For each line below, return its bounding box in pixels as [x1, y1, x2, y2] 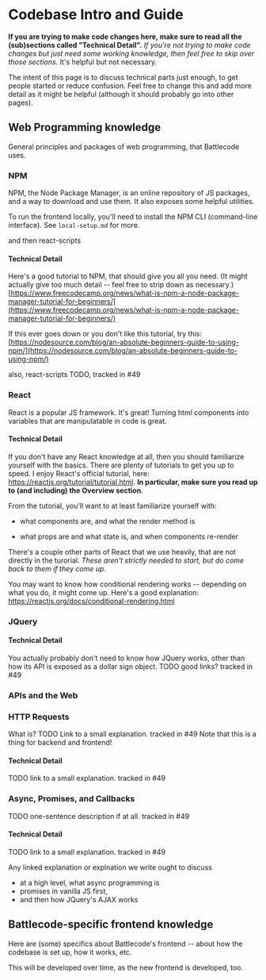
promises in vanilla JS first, [19, 886, 108, 896]
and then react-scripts [8, 236, 82, 245]
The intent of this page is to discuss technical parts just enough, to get [8, 72, 238, 82]
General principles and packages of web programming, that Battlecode [8, 141, 240, 152]
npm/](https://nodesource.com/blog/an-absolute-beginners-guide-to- [8, 346, 237, 355]
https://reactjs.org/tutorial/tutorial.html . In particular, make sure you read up [8, 477, 258, 486]
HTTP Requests [8, 711, 70, 722]
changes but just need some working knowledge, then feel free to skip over [8, 48, 255, 58]
